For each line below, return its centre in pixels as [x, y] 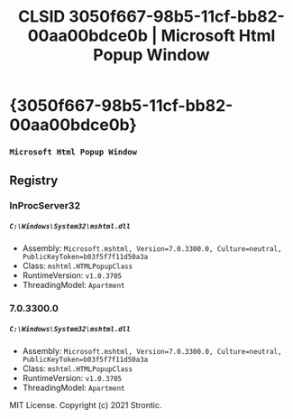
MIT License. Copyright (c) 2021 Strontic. [86, 405]
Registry [34, 180]
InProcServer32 [45, 206]
